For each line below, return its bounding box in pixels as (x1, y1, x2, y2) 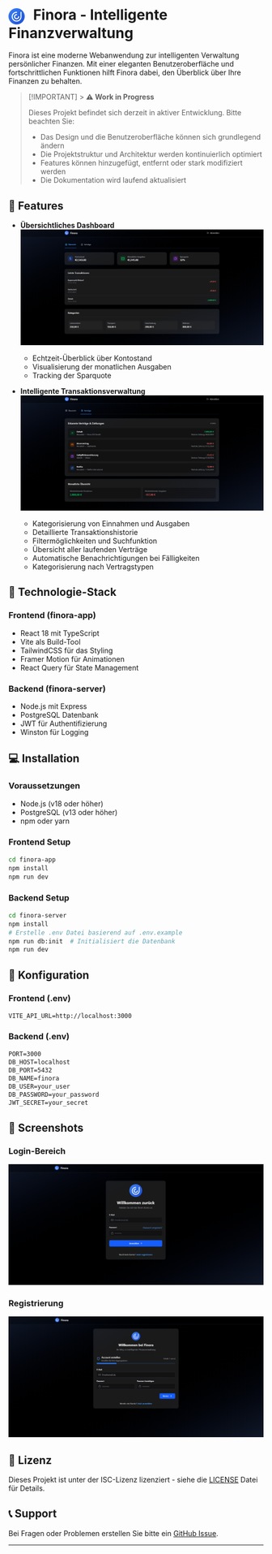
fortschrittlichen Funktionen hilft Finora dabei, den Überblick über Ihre (8, 67, 241, 78)
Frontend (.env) (8, 992, 71, 1004)
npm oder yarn (19, 816, 70, 826)
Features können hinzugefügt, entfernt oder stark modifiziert (40, 158, 243, 168)
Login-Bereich (8, 1145, 66, 1156)
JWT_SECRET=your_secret (8, 1099, 89, 1107)
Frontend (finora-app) (8, 610, 96, 621)
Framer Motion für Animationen (19, 654, 125, 663)
